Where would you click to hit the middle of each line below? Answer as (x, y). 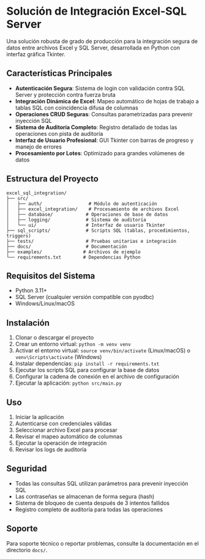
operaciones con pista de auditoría (59, 133)
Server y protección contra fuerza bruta (65, 94)
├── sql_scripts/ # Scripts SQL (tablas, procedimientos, (98, 231)
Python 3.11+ (31, 291)
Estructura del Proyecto (53, 179)
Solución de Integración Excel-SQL (97, 11)
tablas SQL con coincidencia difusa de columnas (77, 108)
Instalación (28, 323)
